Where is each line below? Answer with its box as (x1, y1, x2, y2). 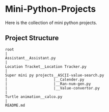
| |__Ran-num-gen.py (5, 81, 91, 86)
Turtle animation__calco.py (5, 94, 63, 99)
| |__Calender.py (5, 77, 84, 82)
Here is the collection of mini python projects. (5, 20, 97, 26)
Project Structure (5, 34, 59, 42)
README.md (5, 103, 26, 108)
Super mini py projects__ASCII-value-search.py (5, 73, 105, 78)
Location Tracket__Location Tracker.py (5, 64, 87, 69)
